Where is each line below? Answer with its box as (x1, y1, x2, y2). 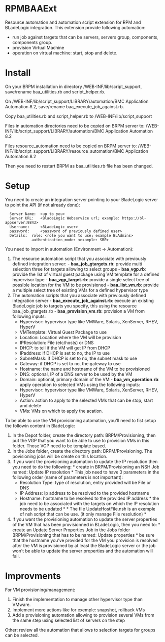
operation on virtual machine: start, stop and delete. (12, 50, 118, 56)
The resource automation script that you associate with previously (12, 256, 147, 261)
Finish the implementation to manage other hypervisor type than (12, 596, 143, 602)
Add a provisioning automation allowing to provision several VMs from (12, 612, 155, 618)
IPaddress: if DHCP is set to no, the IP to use (19, 350, 110, 356)
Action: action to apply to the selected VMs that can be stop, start (19, 397, 153, 403)
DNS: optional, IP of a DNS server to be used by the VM (19, 371, 132, 377)
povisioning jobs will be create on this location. (12, 453, 107, 459)
